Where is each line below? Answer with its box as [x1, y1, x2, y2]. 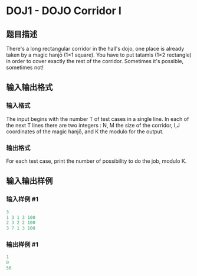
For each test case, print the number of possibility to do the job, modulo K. [6, 157, 187, 165]
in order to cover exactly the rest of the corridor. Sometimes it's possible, [6, 58, 184, 64]
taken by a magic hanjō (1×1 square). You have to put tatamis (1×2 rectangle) [6, 51, 192, 58]
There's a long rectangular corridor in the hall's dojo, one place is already [6, 45, 185, 52]
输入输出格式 [6, 83, 53, 93]
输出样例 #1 [6, 241, 38, 249]
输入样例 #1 [6, 195, 38, 203]
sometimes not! [6, 64, 44, 71]
